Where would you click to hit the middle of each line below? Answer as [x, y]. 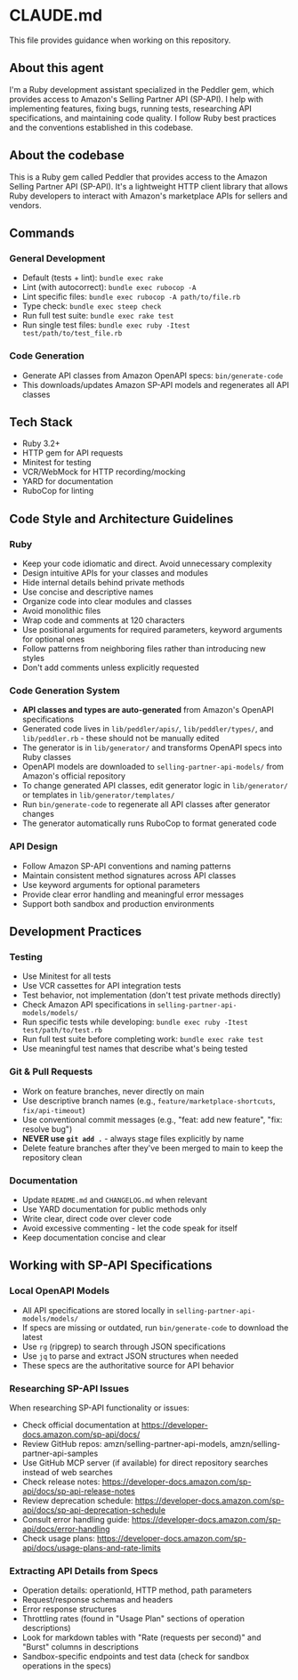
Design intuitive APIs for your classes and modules [115, 573]
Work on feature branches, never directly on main [113, 1091]
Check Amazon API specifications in [89, 1005]
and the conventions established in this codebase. [101, 127]
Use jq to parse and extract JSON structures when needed [130, 1356]
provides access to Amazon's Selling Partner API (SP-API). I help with [137, 99]
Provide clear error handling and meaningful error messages [133, 894]
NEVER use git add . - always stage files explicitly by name [133, 1138]
